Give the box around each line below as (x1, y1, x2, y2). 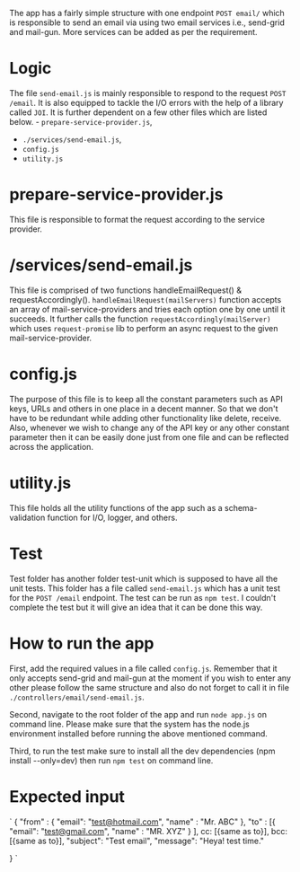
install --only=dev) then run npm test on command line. (9, 754, 214, 766)
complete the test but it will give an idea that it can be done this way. (9, 602, 263, 612)
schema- (224, 502, 258, 513)
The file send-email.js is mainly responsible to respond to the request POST (9, 87, 287, 98)
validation (9, 512, 46, 523)
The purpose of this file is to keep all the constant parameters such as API (9, 393, 283, 404)
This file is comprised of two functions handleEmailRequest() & (9, 285, 243, 295)
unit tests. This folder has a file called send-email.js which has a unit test (9, 583, 281, 594)
